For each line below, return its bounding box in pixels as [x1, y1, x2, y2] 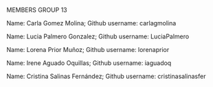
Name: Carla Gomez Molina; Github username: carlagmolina [6, 19, 177, 27]
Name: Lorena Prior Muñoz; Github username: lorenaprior [6, 46, 170, 53]
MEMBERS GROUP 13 [6, 6, 68, 14]
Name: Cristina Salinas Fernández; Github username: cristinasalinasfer [6, 72, 206, 80]
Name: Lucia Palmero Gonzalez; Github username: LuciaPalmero [6, 32, 190, 40]
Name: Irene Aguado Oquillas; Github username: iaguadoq [6, 59, 172, 67]
